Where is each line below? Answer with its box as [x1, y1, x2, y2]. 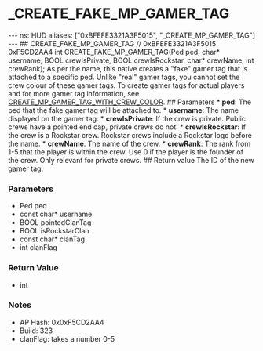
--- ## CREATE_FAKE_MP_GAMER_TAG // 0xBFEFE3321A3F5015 [8, 38, 217, 48]
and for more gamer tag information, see [8, 89, 140, 98]
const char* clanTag [19, 234, 85, 244]
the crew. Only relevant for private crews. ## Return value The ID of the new [8, 155, 255, 165]
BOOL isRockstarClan [19, 226, 89, 236]
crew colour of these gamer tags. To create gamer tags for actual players [8, 80, 245, 90]
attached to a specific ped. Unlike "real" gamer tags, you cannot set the [8, 72, 240, 81]
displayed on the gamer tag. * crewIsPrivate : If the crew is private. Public [8, 114, 246, 123]
